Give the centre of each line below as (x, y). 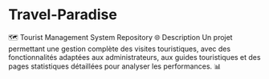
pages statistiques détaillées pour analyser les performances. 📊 (115, 66)
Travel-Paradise (63, 15)
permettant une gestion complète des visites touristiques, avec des (120, 49)
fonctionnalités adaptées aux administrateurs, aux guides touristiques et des (134, 57)
